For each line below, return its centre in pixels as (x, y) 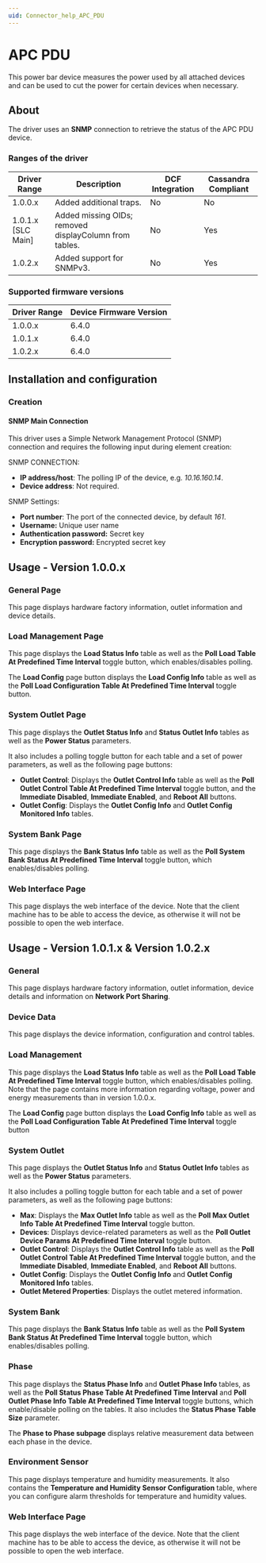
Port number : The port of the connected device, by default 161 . (123, 517)
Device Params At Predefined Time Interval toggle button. (116, 1241)
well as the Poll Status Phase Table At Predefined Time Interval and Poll (127, 1392)
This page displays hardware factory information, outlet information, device (131, 988)
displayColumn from (93, 235)
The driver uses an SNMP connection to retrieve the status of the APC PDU (131, 129)
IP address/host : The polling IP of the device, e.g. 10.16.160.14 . (122, 478)
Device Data (32, 1017)
